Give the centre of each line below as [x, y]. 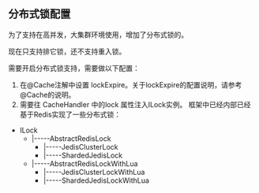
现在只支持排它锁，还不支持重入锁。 [67, 51]
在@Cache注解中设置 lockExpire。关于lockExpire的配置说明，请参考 [131, 84]
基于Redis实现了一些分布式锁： [70, 114]
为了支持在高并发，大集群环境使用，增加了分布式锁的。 [98, 35]
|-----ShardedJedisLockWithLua [96, 180]
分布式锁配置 [39, 14]
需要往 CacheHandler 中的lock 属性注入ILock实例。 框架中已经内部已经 [135, 104]
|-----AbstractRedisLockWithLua [84, 163]
